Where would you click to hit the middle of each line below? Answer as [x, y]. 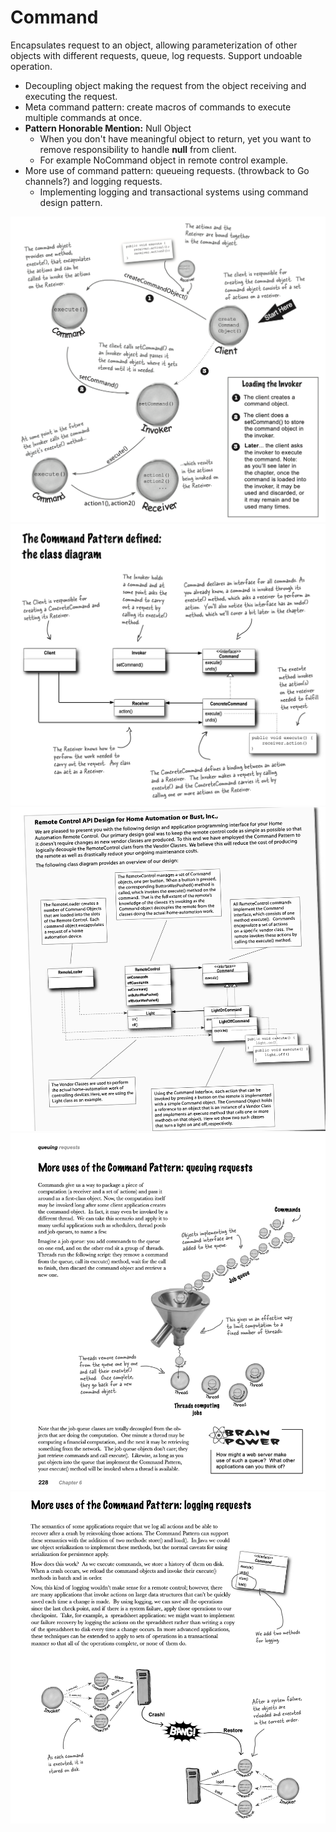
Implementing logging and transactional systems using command [174, 192]
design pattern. [71, 202]
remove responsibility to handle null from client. [138, 149]
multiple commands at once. [83, 117]
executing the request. [71, 96]
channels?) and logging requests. [93, 181]
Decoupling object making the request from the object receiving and [165, 85]
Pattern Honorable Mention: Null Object [108, 128]
